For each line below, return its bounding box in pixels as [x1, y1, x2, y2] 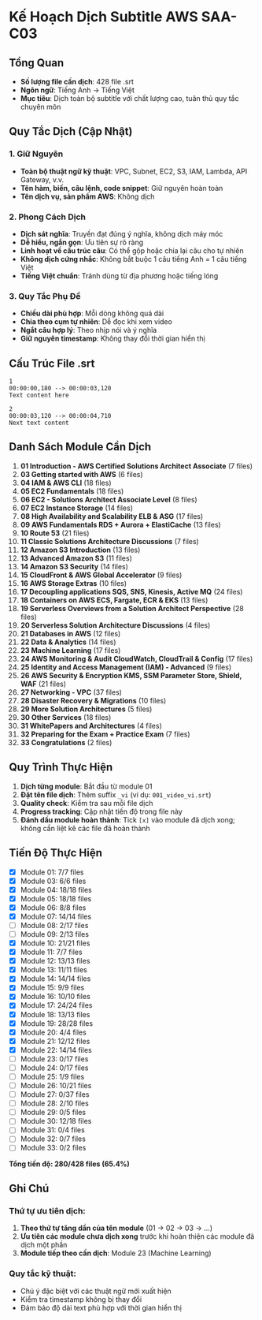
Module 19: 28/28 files [20, 1018, 94, 1028]
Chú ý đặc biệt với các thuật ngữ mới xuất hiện [20, 1286, 172, 1296]
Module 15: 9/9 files [20, 983, 85, 993]
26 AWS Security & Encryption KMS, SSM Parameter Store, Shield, [20, 670, 242, 680]
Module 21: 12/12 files [20, 1036, 90, 1046]
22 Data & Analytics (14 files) [20, 637, 116, 647]
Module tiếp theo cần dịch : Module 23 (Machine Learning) [20, 1248, 212, 1258]
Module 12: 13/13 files [20, 956, 90, 966]
